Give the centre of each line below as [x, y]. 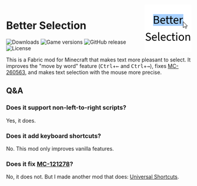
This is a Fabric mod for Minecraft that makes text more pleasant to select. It [98, 60]
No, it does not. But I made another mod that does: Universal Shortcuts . [93, 177]
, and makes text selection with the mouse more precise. [93, 72]
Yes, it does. [21, 120]
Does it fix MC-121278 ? [40, 164]
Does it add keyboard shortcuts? [54, 136]
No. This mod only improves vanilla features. [60, 148]
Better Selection [46, 26]
